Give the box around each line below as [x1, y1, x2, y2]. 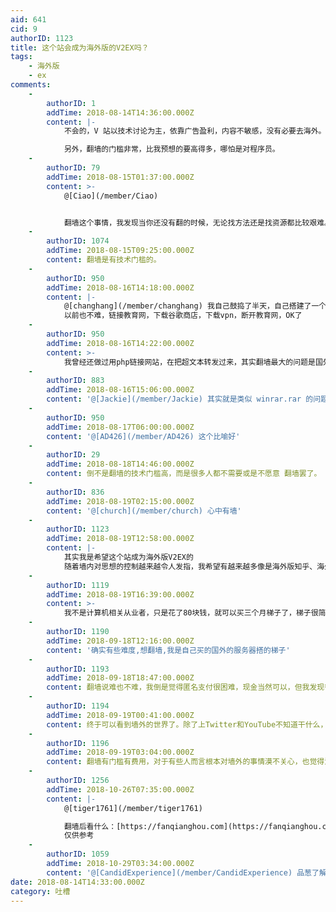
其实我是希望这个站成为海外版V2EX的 [63, 552, 194, 562]
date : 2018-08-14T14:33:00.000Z [10, 877, 145, 887]
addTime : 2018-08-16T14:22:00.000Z [46, 338, 195, 348]
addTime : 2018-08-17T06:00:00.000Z [46, 422, 195, 432]
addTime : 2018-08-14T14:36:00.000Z [46, 107, 195, 118]
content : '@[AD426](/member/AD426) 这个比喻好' [46, 431, 241, 441]
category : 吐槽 [10, 886, 71, 896]
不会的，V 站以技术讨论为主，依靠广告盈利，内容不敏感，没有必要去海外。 [63, 126, 327, 136]
